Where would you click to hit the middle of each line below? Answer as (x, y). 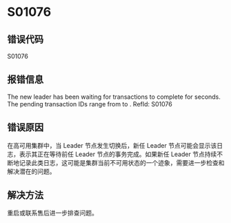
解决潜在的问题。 (31, 171)
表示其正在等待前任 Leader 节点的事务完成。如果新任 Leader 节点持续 (118, 154)
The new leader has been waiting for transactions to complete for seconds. (114, 97)
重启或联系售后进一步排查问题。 (52, 213)
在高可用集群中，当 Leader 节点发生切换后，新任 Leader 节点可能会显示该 (112, 145)
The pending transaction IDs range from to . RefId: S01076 (90, 104)
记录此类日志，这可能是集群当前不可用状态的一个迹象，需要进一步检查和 (122, 162)
